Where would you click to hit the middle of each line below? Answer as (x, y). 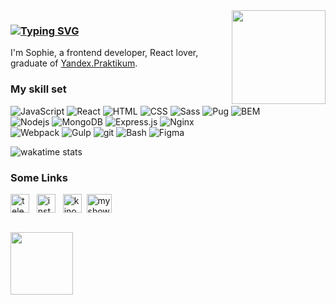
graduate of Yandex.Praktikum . (74, 63)
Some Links (39, 177)
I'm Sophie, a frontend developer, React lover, (104, 53)
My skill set (38, 89)
